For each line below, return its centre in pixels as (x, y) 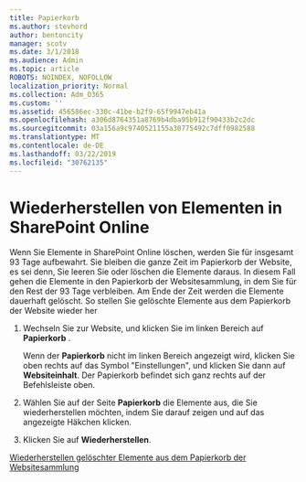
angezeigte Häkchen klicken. (77, 423)
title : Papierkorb (44, 18)
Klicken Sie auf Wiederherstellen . (87, 440)
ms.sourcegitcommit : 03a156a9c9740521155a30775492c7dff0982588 (132, 129)
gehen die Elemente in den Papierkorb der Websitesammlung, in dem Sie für (153, 282)
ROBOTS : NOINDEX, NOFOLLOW (61, 78)
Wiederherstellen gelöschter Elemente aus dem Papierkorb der (128, 457)
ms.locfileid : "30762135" (58, 162)
